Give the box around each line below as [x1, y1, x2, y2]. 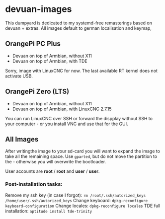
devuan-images [5, 3, 72, 15]
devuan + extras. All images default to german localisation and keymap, [5, 25, 152, 31]
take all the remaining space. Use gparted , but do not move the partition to [5, 153, 158, 159]
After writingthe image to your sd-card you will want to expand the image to [5, 148, 161, 154]
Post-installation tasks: [5, 181, 63, 188]
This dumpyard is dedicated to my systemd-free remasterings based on [5, 20, 153, 26]
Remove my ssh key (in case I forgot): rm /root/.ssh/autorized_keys [5, 192, 146, 198]
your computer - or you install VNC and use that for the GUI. [5, 121, 128, 127]
